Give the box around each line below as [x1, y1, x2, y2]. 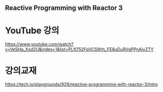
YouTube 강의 [5, 25, 60, 36]
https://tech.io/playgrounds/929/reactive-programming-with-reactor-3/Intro [5, 81, 158, 87]
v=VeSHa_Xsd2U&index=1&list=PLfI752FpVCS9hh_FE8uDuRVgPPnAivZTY [5, 46, 154, 53]
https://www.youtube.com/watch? [5, 41, 74, 47]
